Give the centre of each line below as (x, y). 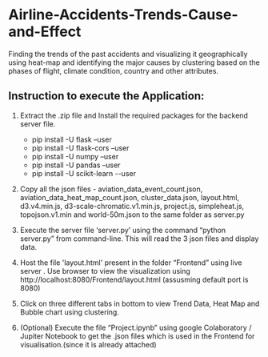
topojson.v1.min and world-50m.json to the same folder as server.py (132, 215)
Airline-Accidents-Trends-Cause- (123, 15)
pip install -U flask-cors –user (80, 148)
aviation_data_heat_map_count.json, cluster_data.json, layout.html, (130, 197)
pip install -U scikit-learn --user (84, 173)
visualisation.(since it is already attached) (88, 344)
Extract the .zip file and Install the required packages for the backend (134, 115)
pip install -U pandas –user (76, 165)
